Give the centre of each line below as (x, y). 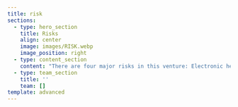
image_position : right (53, 53)
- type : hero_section (46, 27)
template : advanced (36, 92)
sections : (22, 20)
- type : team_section (46, 73)
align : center (41, 40)
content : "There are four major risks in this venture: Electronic (121, 66)
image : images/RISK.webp (57, 46)
